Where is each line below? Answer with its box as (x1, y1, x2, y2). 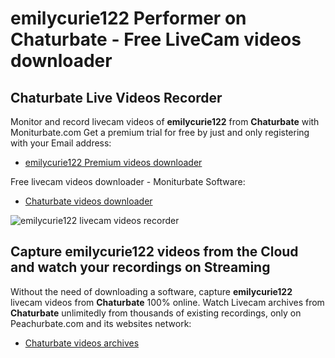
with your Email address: (10, 137, 112, 149)
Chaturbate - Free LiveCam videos (10, 28, 302, 51)
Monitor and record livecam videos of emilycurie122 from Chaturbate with (10, 116, 320, 127)
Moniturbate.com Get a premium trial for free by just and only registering (10, 127, 310, 138)
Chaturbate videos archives (24, 337, 140, 349)
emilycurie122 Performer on (10, 7, 247, 30)
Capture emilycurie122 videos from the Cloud (10, 243, 299, 261)
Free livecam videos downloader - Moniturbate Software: (10, 176, 246, 187)
